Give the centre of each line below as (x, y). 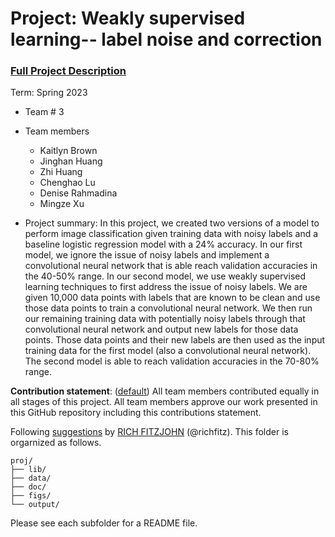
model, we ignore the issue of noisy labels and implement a (147, 255)
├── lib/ (28, 470)
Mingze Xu (62, 204)
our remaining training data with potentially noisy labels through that (165, 319)
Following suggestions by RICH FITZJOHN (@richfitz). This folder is (149, 432)
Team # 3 (44, 112)
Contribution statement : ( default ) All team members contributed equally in (165, 391)
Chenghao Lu (67, 183)
